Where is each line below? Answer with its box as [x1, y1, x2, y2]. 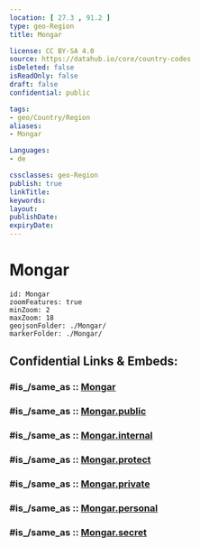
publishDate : [9, 213, 59, 222]
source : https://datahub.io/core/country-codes [9, 55, 192, 64]
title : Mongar [9, 30, 63, 39]
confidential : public [9, 88, 91, 97]
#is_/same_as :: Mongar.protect [9, 453, 151, 466]
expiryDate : [9, 221, 54, 230]
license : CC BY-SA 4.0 [9, 46, 95, 55]
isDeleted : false [9, 63, 75, 72]
